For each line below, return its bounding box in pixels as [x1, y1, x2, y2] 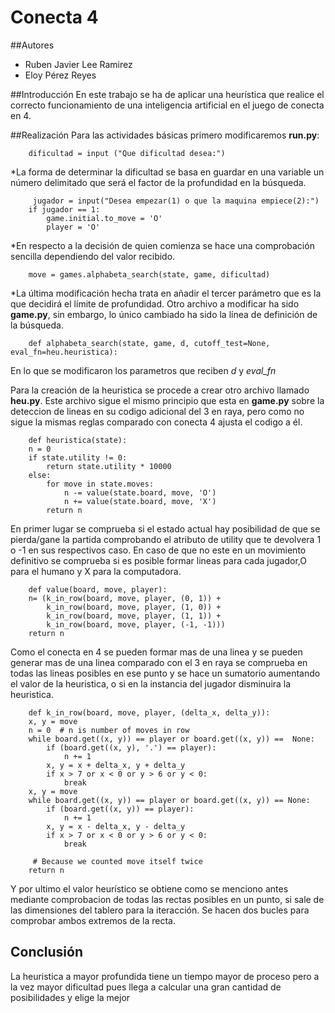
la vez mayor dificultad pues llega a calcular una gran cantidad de [10, 981, 282, 993]
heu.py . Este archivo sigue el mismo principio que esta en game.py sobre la [10, 394, 325, 406]
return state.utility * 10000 [46, 461, 172, 471]
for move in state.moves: [46, 479, 155, 489]
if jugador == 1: [28, 204, 101, 215]
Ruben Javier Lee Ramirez [24, 58, 133, 70]
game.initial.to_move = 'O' [46, 213, 163, 223]
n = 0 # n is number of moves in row [28, 725, 190, 735]
